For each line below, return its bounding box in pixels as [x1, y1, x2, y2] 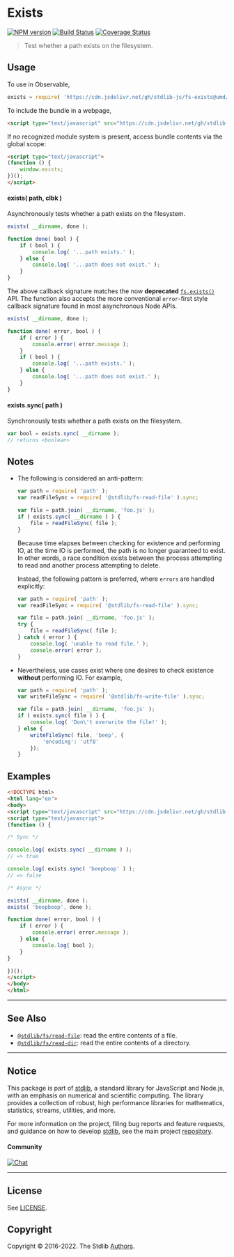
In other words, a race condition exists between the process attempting [17, 554, 223, 562]
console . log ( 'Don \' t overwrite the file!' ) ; [30, 719, 168, 726]
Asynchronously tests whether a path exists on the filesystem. [7, 210, 186, 218]
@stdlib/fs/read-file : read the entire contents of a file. [17, 1031, 178, 1039]
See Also [7, 1013, 47, 1024]
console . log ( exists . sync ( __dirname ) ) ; [7, 846, 132, 854]
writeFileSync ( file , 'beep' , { [30, 731, 124, 739]
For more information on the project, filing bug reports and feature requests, [7, 1119, 225, 1127]
